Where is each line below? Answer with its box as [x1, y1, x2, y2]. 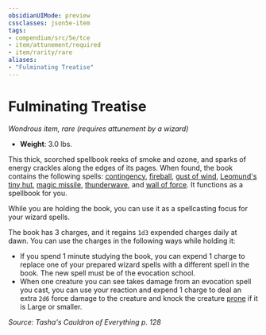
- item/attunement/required [8, 41, 102, 49]
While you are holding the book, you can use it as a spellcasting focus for [8, 203, 249, 213]
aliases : [8, 56, 37, 64]
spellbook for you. [8, 188, 67, 198]
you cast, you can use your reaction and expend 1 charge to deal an [19, 285, 242, 295]
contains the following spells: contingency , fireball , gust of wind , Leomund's [8, 171, 257, 181]
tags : [8, 26, 26, 34]
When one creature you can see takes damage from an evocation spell [19, 276, 252, 286]
